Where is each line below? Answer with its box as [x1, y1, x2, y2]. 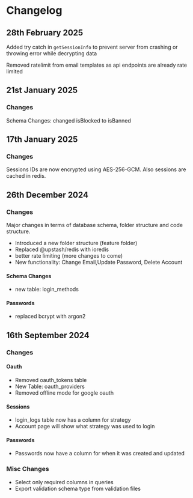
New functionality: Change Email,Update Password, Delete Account [14, 259, 183, 266]
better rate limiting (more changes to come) [14, 252, 123, 260]
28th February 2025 [6, 28, 84, 38]
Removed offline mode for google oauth [14, 389, 114, 396]
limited [6, 68, 23, 75]
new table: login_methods [14, 286, 79, 293]
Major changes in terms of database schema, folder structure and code [6, 222, 183, 229]
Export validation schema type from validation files [14, 485, 141, 492]
